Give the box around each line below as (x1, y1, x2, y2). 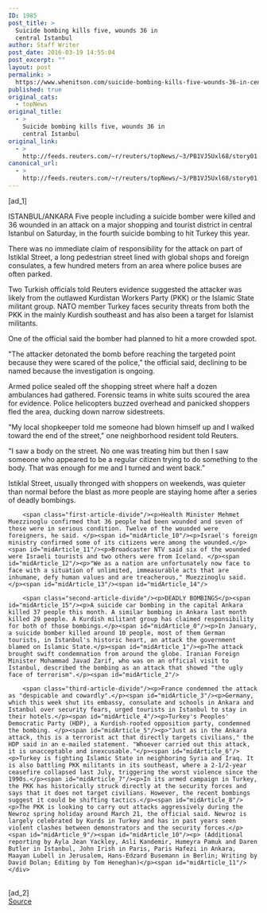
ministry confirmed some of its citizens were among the (8, 538, 201, 546)
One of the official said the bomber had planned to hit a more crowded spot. (8, 333, 257, 343)
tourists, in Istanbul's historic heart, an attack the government (8, 635, 237, 644)
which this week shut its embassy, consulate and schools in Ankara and (8, 698, 254, 706)
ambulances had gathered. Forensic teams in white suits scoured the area (8, 390, 250, 399)
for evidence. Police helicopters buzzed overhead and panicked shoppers (8, 398, 250, 408)
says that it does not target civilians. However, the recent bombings (8, 789, 250, 797)
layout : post (8, 64, 52, 72)
